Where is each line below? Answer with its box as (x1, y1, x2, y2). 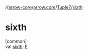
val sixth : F (5, 43, 28, 49)
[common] (5, 38, 27, 44)
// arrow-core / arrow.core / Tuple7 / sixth (5, 4, 83, 10)
